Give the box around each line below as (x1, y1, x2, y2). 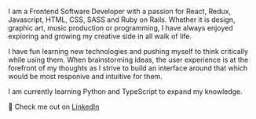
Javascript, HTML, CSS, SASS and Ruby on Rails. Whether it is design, (8, 15, 236, 24)
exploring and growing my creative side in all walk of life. (8, 31, 192, 41)
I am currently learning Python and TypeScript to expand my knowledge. (8, 87, 243, 96)
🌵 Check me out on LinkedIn (8, 102, 100, 111)
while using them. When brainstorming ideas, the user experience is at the (8, 55, 249, 64)
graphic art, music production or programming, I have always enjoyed (8, 23, 233, 32)
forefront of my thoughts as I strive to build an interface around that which (8, 63, 248, 73)
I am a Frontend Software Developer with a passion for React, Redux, (8, 7, 232, 16)
